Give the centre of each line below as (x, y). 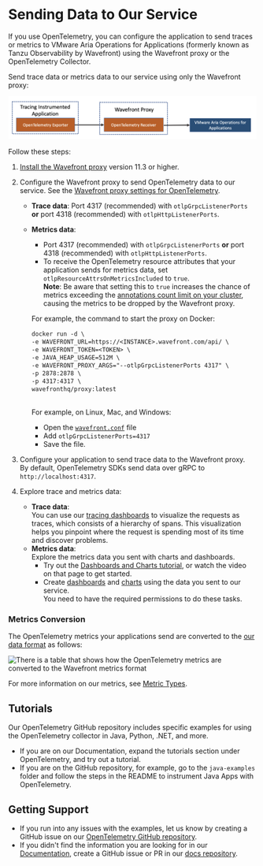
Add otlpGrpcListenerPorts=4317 (97, 436)
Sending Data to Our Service (103, 15)
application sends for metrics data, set (106, 270)
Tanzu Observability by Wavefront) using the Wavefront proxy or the (119, 53)
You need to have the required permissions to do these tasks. (143, 599)
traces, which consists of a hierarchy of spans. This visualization (136, 524)
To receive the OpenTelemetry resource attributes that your (139, 262)
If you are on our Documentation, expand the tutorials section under (130, 751)
